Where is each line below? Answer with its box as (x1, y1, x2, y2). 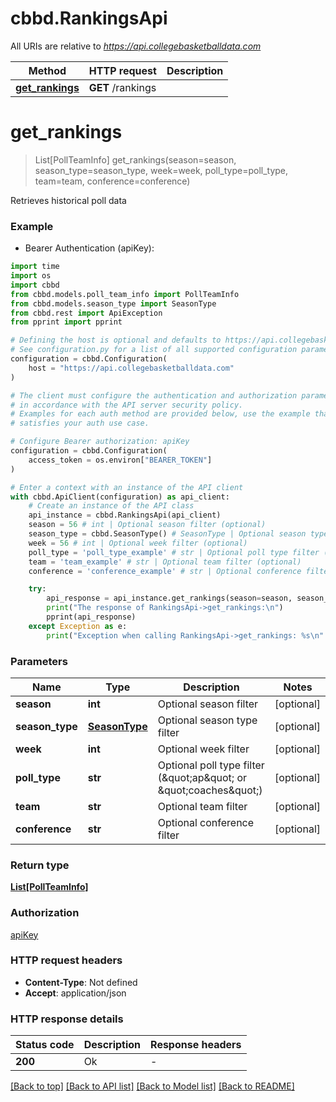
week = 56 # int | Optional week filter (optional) (28, 538, 248, 548)
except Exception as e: (28, 621, 128, 631)
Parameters (10, 654, 68, 668)
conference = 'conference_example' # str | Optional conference (28, 566, 302, 576)
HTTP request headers (10, 953, 123, 967)
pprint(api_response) (46, 612, 137, 622)
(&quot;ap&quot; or (157, 770, 248, 784)
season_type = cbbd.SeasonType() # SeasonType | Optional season (28, 529, 307, 539)
